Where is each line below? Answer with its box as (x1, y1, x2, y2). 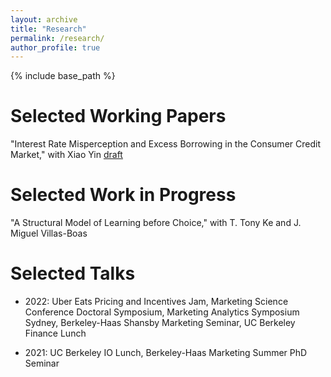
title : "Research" (10, 24, 87, 34)
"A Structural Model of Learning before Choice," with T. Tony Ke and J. (10, 217, 302, 229)
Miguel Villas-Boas (10, 227, 88, 240)
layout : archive (10, 14, 78, 25)
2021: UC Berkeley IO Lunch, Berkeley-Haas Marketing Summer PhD (24, 347, 308, 359)
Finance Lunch (24, 327, 87, 340)
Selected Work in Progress (10, 184, 237, 206)
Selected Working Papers (10, 105, 227, 128)
